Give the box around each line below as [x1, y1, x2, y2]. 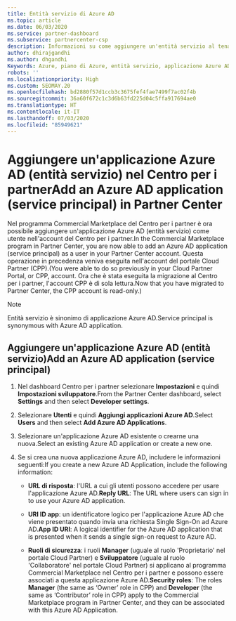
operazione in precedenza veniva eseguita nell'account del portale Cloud [7, 257, 219, 266]
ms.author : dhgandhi [7, 56, 68, 63]
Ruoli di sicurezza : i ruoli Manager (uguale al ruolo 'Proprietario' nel [27, 546, 225, 555]
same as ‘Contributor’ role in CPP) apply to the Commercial [27, 591, 199, 599]
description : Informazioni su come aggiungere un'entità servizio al [7, 43, 216, 50]
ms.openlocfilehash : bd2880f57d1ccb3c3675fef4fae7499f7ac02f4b [7, 89, 197, 96]
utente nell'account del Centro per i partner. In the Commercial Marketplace [7, 235, 225, 243]
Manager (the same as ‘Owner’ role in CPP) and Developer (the [27, 584, 213, 592]
